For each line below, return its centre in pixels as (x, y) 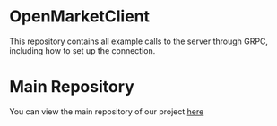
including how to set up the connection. (82, 50)
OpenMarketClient (80, 17)
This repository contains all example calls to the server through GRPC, (139, 41)
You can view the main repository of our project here (107, 111)
